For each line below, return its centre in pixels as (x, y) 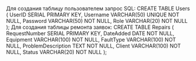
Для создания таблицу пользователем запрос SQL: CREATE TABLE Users (98, 9)
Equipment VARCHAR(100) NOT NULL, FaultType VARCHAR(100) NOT (91, 40)
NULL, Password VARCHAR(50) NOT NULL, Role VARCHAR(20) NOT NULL (97, 21)
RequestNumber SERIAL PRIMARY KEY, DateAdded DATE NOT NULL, (90, 33)
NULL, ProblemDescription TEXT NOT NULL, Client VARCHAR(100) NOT (94, 46)
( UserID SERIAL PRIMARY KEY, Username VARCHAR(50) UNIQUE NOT (93, 15)
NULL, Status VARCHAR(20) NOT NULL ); (57, 52)
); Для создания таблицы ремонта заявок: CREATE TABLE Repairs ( (90, 27)
